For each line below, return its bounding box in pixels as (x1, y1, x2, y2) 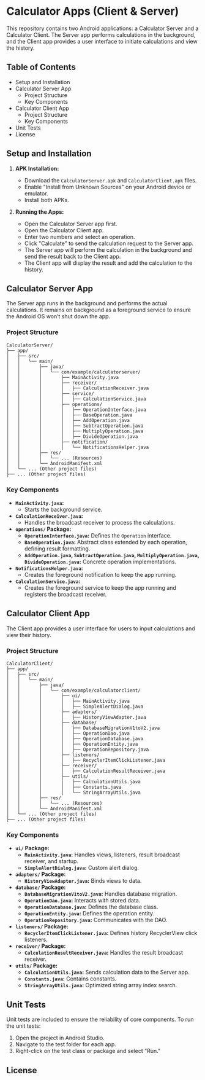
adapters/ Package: (15, 871, 66, 878)
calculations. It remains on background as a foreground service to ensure (6, 306, 192, 314)
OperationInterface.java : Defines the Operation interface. (24, 531, 172, 539)
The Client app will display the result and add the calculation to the (24, 259, 193, 267)
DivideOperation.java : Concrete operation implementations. (24, 558, 176, 565)
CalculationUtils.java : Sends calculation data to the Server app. (24, 969, 190, 976)
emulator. (24, 189, 48, 197)
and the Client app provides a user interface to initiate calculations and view (6, 37, 198, 45)
